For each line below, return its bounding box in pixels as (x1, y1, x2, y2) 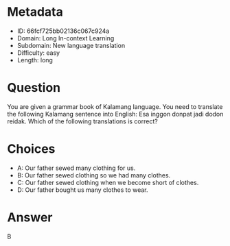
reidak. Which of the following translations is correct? (7, 117, 158, 125)
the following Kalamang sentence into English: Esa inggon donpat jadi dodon (7, 110, 224, 118)
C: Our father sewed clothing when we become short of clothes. (16, 178, 199, 186)
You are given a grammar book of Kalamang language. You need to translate (7, 102, 223, 110)
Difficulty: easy (16, 49, 60, 57)
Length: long (16, 56, 54, 64)
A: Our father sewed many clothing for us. (16, 164, 136, 172)
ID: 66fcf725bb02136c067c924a (16, 27, 110, 35)
